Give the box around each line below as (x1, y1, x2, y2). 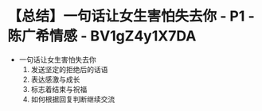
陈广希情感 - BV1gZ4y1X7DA (7, 27, 197, 45)
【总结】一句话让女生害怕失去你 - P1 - (7, 7, 256, 25)
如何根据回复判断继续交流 (30, 94, 115, 104)
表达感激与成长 (30, 75, 80, 84)
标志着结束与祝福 (30, 84, 88, 94)
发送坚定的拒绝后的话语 (30, 64, 108, 74)
